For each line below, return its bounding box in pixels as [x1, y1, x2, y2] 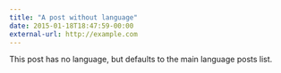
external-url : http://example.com [9, 29, 139, 38]
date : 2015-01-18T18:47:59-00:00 [9, 21, 134, 30]
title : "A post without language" [9, 12, 139, 22]
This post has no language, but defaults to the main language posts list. [9, 54, 273, 65]
